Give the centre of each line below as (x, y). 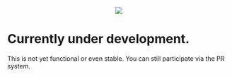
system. (19, 66)
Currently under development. (98, 39)
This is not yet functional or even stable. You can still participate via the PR (116, 58)
